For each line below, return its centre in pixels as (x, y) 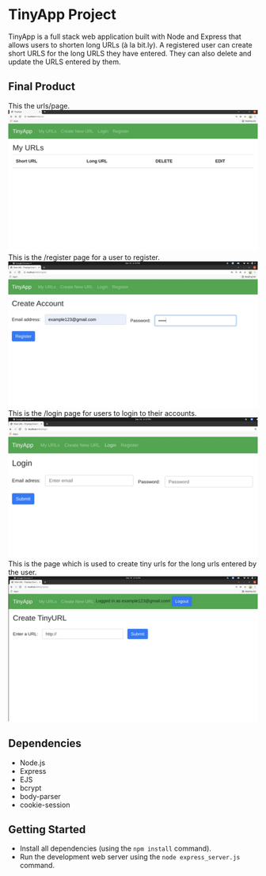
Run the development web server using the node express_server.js (130, 857)
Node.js (32, 763)
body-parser (40, 796)
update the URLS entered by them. (65, 62)
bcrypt (30, 788)
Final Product (42, 87)
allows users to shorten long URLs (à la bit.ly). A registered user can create (130, 44)
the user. (23, 572)
